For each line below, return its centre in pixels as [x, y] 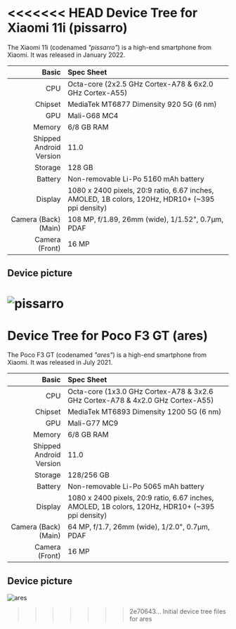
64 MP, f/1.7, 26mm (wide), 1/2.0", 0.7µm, [139, 527]
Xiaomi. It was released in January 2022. [66, 55]
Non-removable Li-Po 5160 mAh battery [136, 179]
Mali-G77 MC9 [93, 423]
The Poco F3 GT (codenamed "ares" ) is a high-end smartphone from [107, 355]
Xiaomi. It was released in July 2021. [60, 363]
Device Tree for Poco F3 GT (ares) [108, 336]
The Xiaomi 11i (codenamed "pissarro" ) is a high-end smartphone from [110, 47]
